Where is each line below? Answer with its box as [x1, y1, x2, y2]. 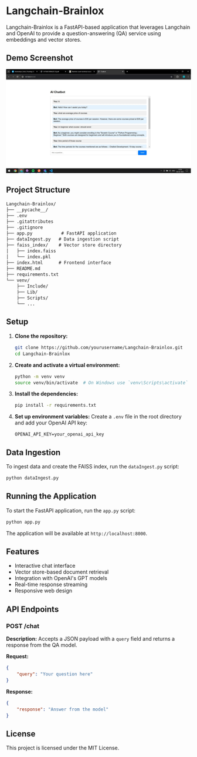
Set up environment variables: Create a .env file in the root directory [14, 413, 182, 420]
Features [6, 547, 39, 557]
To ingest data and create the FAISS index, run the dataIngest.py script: [6, 463, 179, 470]
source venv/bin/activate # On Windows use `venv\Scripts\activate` [14, 380, 189, 386]
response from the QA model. [6, 642, 77, 649]
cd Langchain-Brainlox [14, 351, 70, 357]
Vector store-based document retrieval [14, 568, 109, 575]
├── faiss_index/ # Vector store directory [6, 242, 122, 248]
